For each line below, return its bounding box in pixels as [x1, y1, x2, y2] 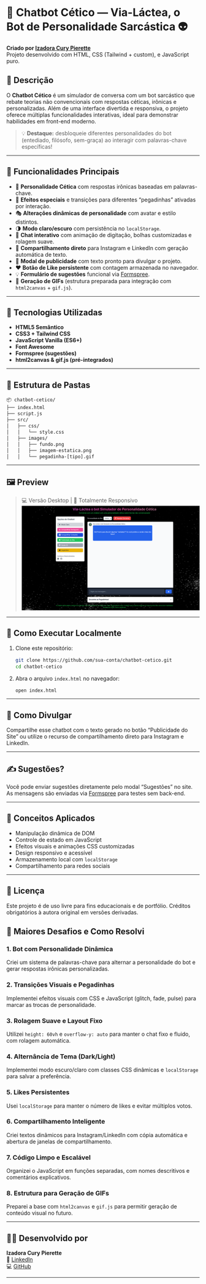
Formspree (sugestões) [15, 350, 77, 357]
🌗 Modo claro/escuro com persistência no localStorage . [15, 224, 161, 232]
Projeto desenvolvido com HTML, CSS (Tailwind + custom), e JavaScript [6, 50, 189, 58]
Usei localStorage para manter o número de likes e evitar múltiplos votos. [6, 1102, 193, 1110]
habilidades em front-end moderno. [6, 117, 96, 125]
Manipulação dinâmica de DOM [15, 829, 95, 837]
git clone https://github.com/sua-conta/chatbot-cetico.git [15, 657, 172, 663]
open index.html [15, 687, 57, 694]
